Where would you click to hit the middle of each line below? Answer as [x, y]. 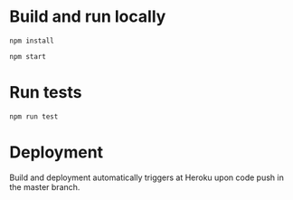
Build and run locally [88, 17]
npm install [32, 41]
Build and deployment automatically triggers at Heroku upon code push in [147, 177]
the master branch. [45, 186]
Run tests [46, 93]
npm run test [34, 116]
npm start [28, 56]
